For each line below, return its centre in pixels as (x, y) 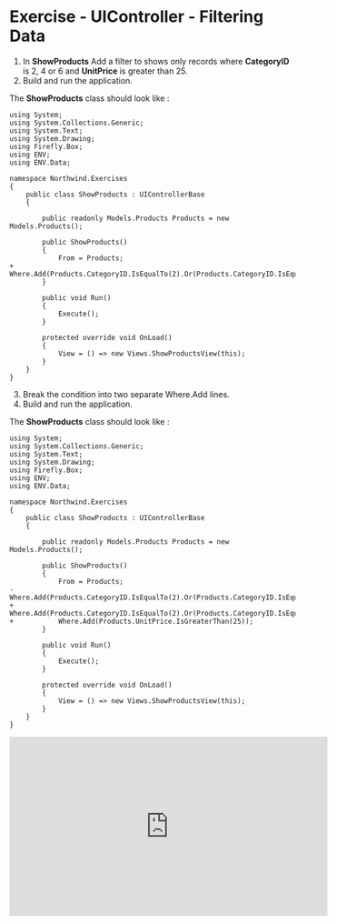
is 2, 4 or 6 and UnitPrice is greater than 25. (105, 71)
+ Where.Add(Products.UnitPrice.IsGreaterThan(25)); (132, 621)
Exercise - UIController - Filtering (137, 17)
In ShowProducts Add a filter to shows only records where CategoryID (156, 61)
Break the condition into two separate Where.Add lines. (126, 394)
